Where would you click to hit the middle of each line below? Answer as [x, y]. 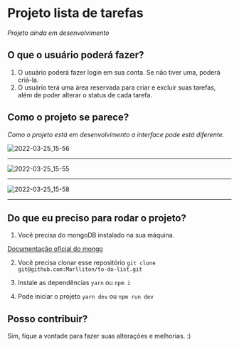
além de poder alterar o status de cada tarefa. [85, 95]
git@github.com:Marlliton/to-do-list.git [80, 269]
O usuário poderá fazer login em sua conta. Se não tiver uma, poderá [119, 72]
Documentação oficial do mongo [55, 249]
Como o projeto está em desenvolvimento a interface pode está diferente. [116, 134]
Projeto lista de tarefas [75, 13]
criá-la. [28, 80]
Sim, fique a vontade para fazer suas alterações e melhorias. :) [99, 336]
